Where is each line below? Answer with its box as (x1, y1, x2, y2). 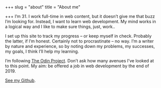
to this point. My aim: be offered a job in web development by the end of (5, 63, 149, 69)
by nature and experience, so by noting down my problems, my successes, (5, 44, 155, 49)
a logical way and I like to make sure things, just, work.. (5, 24, 115, 29)
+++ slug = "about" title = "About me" (5, 4, 80, 10)
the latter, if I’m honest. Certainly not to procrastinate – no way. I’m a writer (5, 38, 154, 44)
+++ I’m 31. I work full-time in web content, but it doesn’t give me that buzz (5, 14, 155, 19)
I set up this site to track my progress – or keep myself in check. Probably (5, 33, 152, 39)
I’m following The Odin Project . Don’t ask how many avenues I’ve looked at (5, 58, 154, 63)
